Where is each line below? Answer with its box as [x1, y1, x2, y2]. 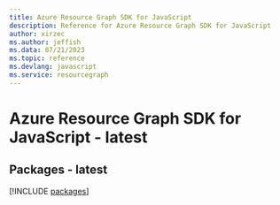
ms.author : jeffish [9, 37, 82, 47]
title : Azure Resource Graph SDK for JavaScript [9, 12, 192, 22]
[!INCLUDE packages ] [9, 186, 89, 196]
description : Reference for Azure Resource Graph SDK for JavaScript [9, 21, 272, 30]
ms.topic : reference [9, 54, 86, 63]
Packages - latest [9, 163, 108, 178]
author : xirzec [9, 29, 66, 38]
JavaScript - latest [9, 127, 148, 147]
